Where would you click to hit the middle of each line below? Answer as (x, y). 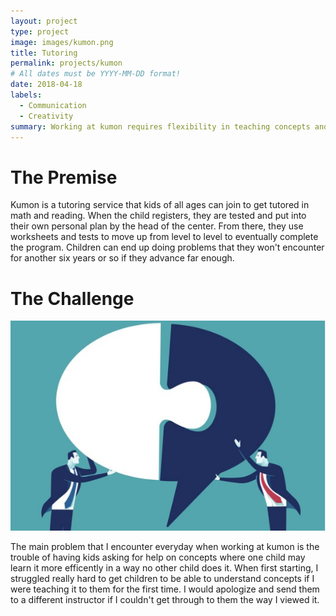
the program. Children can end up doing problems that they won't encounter (167, 247)
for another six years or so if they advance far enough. (122, 258)
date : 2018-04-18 (46, 85)
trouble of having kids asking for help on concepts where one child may (158, 557)
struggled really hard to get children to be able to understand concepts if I (162, 578)
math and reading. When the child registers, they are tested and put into (158, 216)
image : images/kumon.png (62, 42)
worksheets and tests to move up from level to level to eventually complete (164, 237)
